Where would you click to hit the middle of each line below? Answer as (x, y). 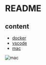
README (23, 8)
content (17, 26)
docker (19, 38)
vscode (20, 43)
